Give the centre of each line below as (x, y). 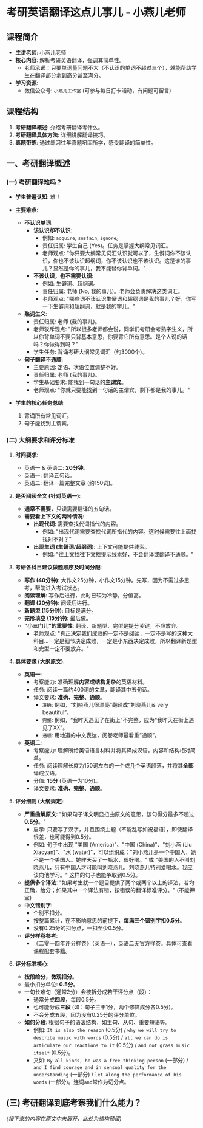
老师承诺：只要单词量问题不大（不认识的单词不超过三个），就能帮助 (108, 68)
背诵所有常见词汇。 (48, 415)
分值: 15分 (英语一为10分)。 (67, 780)
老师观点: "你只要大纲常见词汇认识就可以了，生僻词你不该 (114, 253)
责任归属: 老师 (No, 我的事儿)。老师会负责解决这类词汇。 (113, 291)
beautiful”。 (57, 712)
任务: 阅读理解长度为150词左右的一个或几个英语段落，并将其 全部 (113, 765)
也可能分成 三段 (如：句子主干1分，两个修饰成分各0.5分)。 (105, 1007)
